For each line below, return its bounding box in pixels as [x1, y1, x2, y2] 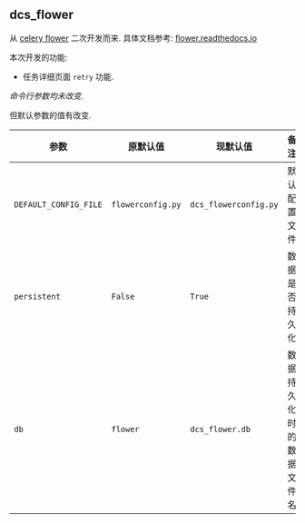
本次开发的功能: [9, 52, 68, 63]
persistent [14, 291, 61, 301]
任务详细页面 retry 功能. [22, 71, 114, 82]
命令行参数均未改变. [9, 90, 84, 101]
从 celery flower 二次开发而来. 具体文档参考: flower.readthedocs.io [9, 32, 257, 44]
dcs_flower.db [190, 424, 251, 434]
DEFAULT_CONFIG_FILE [14, 199, 103, 210]
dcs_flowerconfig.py [190, 199, 279, 210]
